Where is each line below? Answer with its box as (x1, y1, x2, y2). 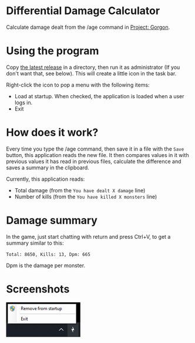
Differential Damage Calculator (6, 4, 160, 18)
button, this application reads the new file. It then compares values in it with (6, 151, 189, 158)
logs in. (14, 99, 33, 106)
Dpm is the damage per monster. (6, 262, 86, 269)
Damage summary (6, 214, 98, 227)
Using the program (6, 44, 99, 58)
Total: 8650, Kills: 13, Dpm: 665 (6, 251, 91, 257)
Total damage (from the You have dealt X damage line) (14, 187, 146, 194)
